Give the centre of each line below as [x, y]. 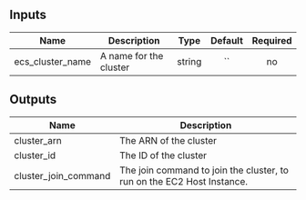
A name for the [132, 55]
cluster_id [35, 155]
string [189, 61]
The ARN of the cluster [168, 140]
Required [272, 40]
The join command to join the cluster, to [204, 170]
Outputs [33, 100]
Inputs [28, 15]
